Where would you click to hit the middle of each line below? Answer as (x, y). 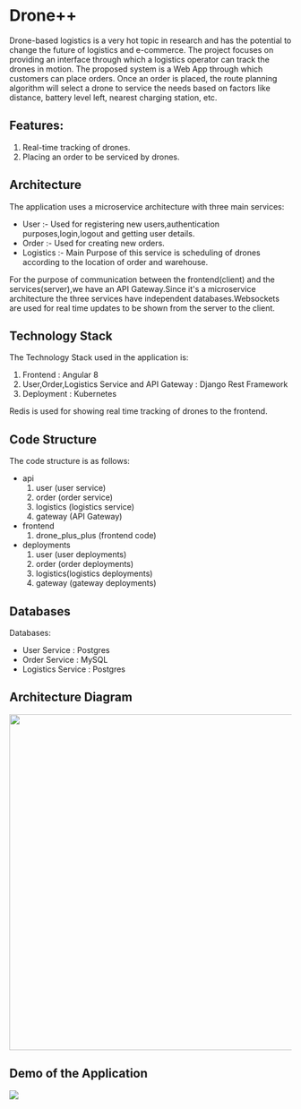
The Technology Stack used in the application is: (99, 357)
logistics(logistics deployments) (94, 573)
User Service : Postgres (66, 650)
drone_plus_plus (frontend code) (96, 536)
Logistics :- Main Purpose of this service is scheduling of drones (142, 253)
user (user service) (71, 488)
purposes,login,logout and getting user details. (108, 233)
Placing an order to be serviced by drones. (101, 157)
